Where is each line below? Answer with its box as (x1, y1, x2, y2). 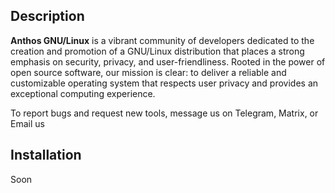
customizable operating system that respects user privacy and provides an (10, 77, 319, 89)
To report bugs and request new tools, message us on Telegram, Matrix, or (10, 107, 319, 119)
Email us (10, 117, 45, 129)
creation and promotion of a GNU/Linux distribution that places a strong (10, 45, 305, 57)
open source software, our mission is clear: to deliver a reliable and (10, 66, 287, 78)
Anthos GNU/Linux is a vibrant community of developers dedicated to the (10, 34, 315, 46)
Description (10, 8, 85, 25)
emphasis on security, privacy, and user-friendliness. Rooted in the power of (10, 55, 326, 68)
